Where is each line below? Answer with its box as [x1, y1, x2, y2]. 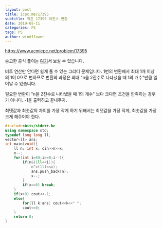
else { [14, 196, 25, 201]
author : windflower [5, 35, 45, 40]
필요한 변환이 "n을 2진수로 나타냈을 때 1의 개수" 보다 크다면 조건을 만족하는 [5, 91, 147, 97]
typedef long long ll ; [5, 133, 51, 137]
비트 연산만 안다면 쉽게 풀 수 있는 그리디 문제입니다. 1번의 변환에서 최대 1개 [5, 68, 146, 74]
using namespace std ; [5, 128, 49, 133]
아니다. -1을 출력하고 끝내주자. [10, 97, 67, 103]
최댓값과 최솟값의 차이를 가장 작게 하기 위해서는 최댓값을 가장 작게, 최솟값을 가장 [5, 107, 157, 113]
